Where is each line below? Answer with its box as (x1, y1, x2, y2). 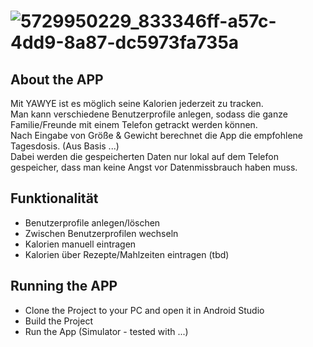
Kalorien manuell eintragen (24, 238, 137, 250)
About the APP (10, 71, 104, 88)
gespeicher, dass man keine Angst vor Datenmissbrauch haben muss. (10, 161, 298, 173)
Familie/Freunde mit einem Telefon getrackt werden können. (10, 119, 258, 130)
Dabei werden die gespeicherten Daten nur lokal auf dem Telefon (10, 151, 279, 162)
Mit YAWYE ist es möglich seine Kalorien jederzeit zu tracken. (10, 98, 264, 109)
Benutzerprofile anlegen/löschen (24, 216, 161, 229)
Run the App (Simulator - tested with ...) (24, 325, 189, 337)
